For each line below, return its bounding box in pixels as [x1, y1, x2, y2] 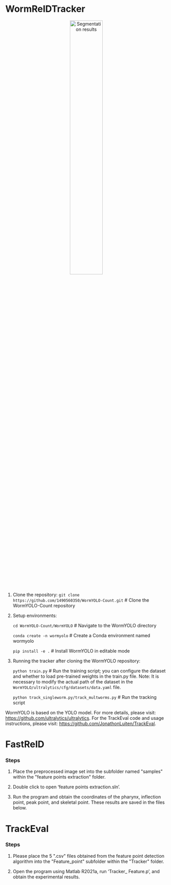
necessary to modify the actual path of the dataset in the [12, 678, 134, 684]
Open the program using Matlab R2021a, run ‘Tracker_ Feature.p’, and [12, 868, 160, 874]
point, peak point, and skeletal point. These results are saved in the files [12, 799, 165, 805]
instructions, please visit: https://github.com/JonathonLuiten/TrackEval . [5, 720, 157, 727]
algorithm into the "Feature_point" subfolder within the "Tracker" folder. [12, 858, 164, 864]
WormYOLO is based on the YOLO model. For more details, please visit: [5, 709, 156, 715]
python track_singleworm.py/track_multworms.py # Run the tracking [12, 694, 157, 700]
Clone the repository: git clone [12, 591, 80, 598]
